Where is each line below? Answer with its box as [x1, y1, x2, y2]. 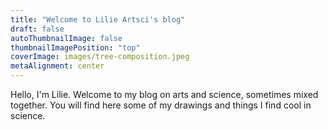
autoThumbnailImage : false [10, 33, 123, 43]
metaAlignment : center [10, 61, 105, 71]
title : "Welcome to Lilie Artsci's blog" [10, 14, 186, 25]
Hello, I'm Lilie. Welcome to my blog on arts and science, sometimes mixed [10, 89, 319, 100]
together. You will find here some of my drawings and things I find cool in [10, 99, 312, 111]
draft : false [10, 24, 65, 34]
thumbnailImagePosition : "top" [10, 42, 141, 53]
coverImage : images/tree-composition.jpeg [10, 52, 190, 62]
